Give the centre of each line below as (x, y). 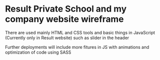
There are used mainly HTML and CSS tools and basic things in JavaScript (80, 32)
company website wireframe (64, 19)
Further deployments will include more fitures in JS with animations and (77, 47)
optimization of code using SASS (38, 52)
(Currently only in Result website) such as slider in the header (67, 38)
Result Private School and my (66, 9)
